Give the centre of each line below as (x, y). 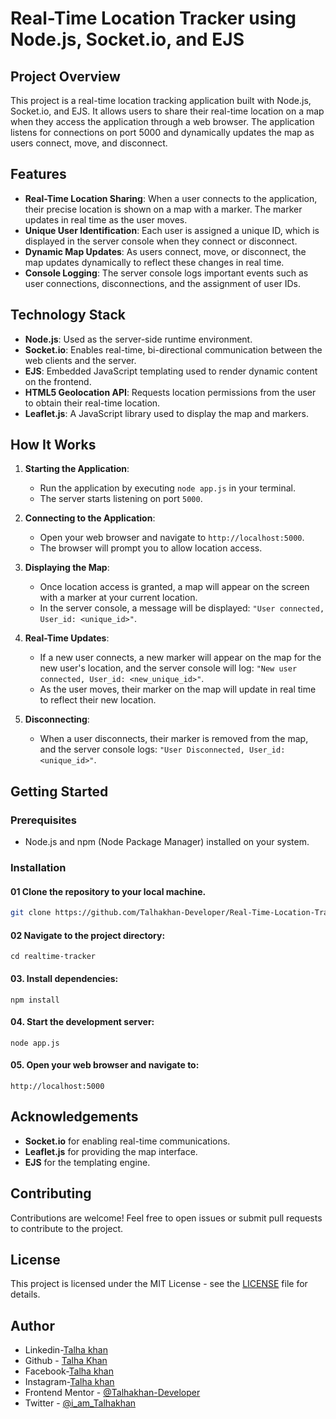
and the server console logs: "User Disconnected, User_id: (162, 749)
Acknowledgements (74, 1117)
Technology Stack (68, 315)
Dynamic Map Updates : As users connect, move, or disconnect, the (165, 251)
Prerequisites (43, 820)
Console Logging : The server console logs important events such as (166, 273)
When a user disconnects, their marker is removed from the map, (174, 739)
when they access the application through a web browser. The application (162, 121)
